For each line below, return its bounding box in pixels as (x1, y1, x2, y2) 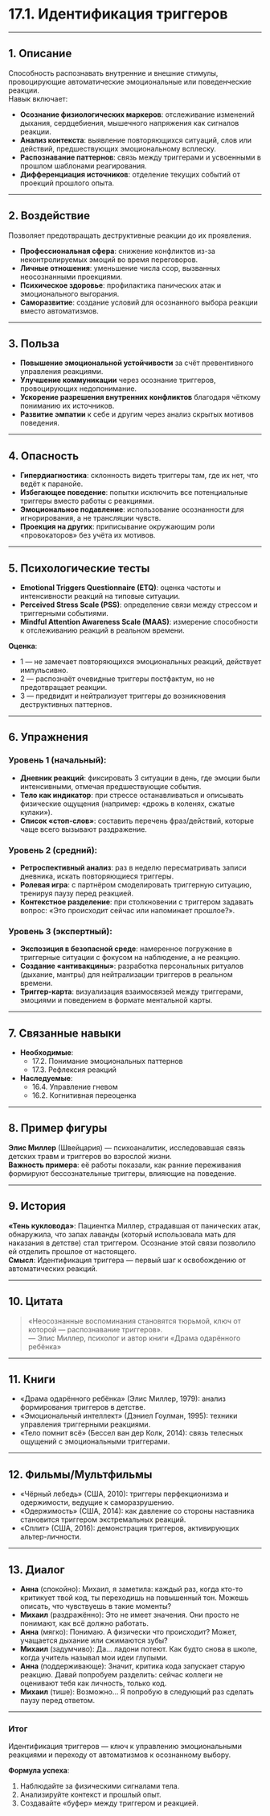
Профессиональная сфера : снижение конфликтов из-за (19, 246, 215, 256)
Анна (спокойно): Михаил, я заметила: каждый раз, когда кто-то (19, 1584, 243, 1594)
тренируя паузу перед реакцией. (19, 888, 134, 898)
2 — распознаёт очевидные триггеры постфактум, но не (19, 674, 215, 684)
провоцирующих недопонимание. (19, 384, 137, 393)
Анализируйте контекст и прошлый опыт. (19, 1790, 162, 1800)
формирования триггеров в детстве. (19, 1403, 146, 1412)
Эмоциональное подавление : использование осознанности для (19, 505, 244, 514)
